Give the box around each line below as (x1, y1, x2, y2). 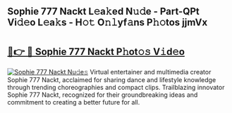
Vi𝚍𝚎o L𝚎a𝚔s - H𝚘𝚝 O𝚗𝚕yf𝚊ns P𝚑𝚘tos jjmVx (7, 17, 208, 29)
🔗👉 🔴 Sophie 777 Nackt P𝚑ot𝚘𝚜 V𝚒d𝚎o (7, 46, 185, 58)
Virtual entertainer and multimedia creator (90, 68, 212, 76)
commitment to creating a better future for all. (7, 98, 140, 106)
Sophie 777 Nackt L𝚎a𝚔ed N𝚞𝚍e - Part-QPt (7, 6, 200, 18)
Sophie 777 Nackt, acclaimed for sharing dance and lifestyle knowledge (7, 76, 216, 84)
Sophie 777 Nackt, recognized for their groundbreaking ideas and (7, 91, 198, 99)
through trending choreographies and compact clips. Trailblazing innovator (7, 84, 225, 91)
